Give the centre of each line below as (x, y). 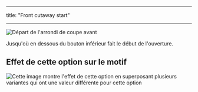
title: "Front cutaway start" (38, 15)
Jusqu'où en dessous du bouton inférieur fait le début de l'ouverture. (90, 44)
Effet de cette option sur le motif (67, 62)
